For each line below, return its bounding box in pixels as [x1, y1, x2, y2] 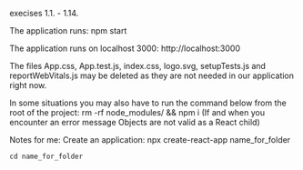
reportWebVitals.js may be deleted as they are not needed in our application [9, 70, 294, 81]
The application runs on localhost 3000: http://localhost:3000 [9, 43, 241, 54]
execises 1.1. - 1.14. [9, 8, 79, 18]
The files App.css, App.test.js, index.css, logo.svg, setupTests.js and [9, 61, 267, 71]
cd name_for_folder [9, 152, 84, 161]
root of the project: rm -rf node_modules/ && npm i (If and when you [9, 107, 266, 117]
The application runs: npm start [9, 25, 127, 35]
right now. [9, 80, 47, 90]
